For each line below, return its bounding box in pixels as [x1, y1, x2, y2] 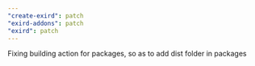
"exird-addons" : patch [7, 19, 84, 27]
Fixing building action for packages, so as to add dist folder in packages [7, 49, 247, 59]
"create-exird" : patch [7, 11, 84, 20]
